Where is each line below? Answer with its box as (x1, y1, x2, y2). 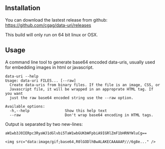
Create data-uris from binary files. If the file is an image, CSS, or (9, 82, 161, 88)
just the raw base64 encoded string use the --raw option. (9, 95, 134, 100)
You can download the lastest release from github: (5, 17, 108, 23)
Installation (5, 4, 41, 12)
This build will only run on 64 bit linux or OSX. (5, 31, 98, 37)
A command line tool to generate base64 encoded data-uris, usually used (5, 59, 156, 65)
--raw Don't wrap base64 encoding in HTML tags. (9, 113, 154, 118)
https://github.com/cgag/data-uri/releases (5, 22, 91, 28)
